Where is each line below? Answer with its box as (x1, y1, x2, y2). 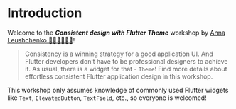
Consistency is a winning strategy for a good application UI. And (24, 50, 213, 58)
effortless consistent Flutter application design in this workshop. (24, 72, 213, 81)
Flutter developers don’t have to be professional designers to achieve (24, 57, 228, 65)
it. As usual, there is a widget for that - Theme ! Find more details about (24, 64, 227, 73)
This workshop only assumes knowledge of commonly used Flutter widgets (7, 86, 229, 94)
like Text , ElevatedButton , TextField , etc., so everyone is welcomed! (7, 93, 208, 102)
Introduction (7, 5, 82, 21)
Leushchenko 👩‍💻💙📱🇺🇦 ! (7, 35, 75, 44)
